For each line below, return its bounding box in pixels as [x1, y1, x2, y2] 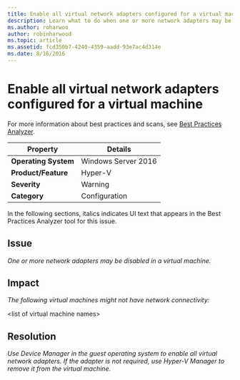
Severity [11, 179, 41, 189]
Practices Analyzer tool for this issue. [7, 217, 117, 225]
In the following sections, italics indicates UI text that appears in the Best [7, 209, 221, 217]
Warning [81, 179, 109, 189]
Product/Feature [11, 168, 69, 178]
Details [106, 144, 131, 154]
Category [11, 190, 44, 200]
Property [27, 144, 59, 154]
